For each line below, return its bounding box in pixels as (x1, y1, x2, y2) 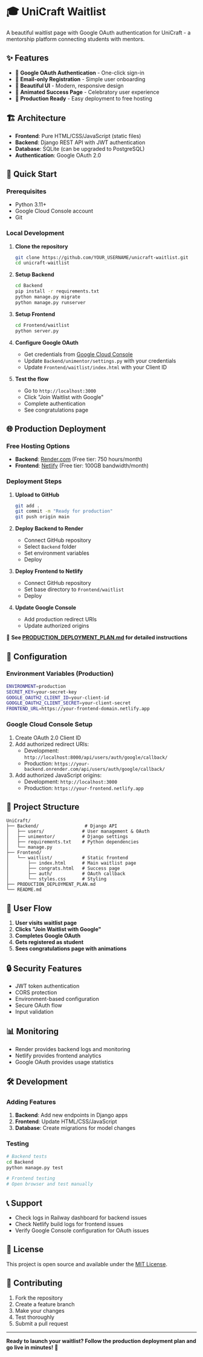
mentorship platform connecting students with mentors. (6, 35, 145, 42)
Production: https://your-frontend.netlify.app (24, 784, 144, 791)
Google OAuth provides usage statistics (14, 1058, 114, 1066)
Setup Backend (14, 271, 54, 279)
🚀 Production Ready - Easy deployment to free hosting (14, 94, 153, 102)
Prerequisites (6, 187, 47, 196)
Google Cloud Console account (14, 207, 94, 215)
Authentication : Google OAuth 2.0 (14, 151, 101, 159)
